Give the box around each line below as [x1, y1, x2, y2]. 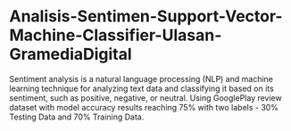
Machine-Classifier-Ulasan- [9, 25, 222, 45]
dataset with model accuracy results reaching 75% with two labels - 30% [9, 102, 279, 112]
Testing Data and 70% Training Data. [9, 111, 145, 122]
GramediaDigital [9, 45, 132, 64]
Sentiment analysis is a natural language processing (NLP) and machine [9, 73, 274, 84]
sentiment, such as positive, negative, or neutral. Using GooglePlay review [9, 92, 283, 103]
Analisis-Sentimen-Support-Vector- [9, 6, 283, 27]
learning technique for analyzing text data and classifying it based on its [9, 83, 274, 94]
